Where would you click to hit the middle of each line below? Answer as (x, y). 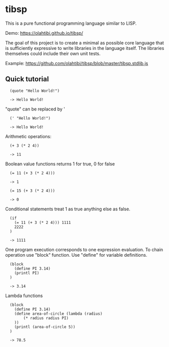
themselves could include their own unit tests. (53, 53)
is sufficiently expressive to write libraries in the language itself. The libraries (85, 48)
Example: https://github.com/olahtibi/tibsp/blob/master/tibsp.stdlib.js (77, 63)
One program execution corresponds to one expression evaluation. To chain (84, 249)
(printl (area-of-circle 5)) (45, 327)
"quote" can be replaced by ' (35, 109)
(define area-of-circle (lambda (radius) (58, 314)
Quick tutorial (27, 79)
